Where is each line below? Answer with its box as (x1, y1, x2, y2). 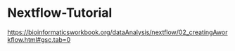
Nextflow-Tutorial (7, 5, 113, 21)
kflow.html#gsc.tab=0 (7, 35, 71, 43)
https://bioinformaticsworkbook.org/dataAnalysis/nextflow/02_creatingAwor (7, 28, 228, 36)
